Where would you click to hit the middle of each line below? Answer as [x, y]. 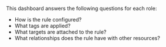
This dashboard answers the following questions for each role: [82, 8]
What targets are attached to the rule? [60, 32]
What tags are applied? [43, 26]
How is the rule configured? [48, 19]
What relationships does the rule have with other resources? [87, 38]
